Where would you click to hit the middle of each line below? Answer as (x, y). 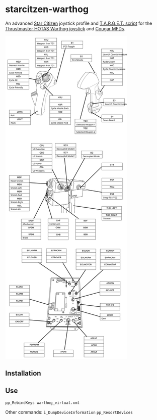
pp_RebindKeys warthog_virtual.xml (43, 403)
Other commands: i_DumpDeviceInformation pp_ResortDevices (69, 412)
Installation (23, 373)
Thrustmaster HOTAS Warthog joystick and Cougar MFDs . (65, 28)
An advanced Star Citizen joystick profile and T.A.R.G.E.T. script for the (79, 23)
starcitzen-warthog (47, 9)
